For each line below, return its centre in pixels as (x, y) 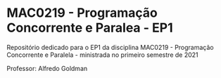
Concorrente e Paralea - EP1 (90, 28)
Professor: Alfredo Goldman (47, 68)
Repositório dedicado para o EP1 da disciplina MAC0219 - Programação (110, 47)
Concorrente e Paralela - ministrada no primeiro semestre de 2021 (102, 55)
